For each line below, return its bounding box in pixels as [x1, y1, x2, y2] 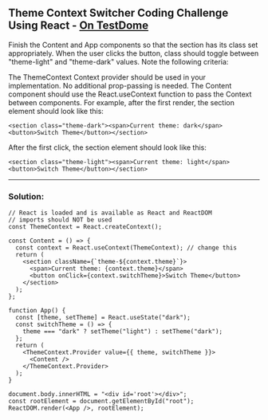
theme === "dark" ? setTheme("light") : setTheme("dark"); [22, 328, 223, 336]
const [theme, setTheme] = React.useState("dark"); [15, 314, 191, 322]
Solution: [8, 190, 45, 202]
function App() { [8, 307, 66, 315]
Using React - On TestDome [8, 19, 149, 33]
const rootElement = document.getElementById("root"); [8, 398, 195, 406]
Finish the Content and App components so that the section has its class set [8, 40, 258, 49]
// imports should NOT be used [8, 216, 112, 224]
